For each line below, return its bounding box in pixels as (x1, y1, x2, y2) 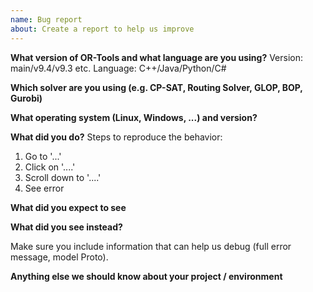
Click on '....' (24, 161, 76, 173)
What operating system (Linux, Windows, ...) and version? (10, 111, 258, 123)
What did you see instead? (10, 221, 123, 233)
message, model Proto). (10, 251, 109, 263)
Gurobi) (10, 92, 43, 104)
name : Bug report (10, 14, 83, 25)
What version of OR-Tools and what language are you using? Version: (10, 51, 304, 63)
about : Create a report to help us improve (10, 24, 195, 34)
